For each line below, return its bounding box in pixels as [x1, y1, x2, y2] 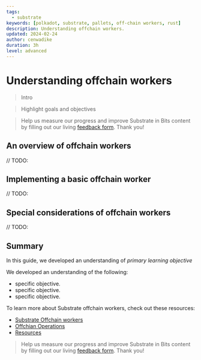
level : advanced [6, 48, 47, 54]
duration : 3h [6, 43, 39, 49]
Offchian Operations [14, 322, 65, 329]
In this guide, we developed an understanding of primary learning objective [6, 257, 193, 264]
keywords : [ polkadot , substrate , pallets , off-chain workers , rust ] [6, 20, 181, 26]
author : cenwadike [6, 37, 52, 43]
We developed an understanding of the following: [6, 268, 128, 275]
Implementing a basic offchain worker [6, 174, 151, 184]
